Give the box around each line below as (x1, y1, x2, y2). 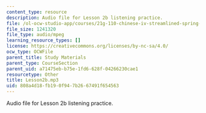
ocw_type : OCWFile (6, 49, 53, 55)
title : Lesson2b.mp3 (6, 77, 59, 83)
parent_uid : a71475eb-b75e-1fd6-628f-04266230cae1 (6, 65, 139, 72)
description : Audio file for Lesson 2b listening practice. (6, 15, 164, 21)
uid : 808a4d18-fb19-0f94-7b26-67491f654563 (6, 83, 120, 89)
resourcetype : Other (6, 71, 59, 78)
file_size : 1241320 (6, 26, 56, 32)
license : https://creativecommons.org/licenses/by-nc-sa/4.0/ (6, 43, 169, 49)
